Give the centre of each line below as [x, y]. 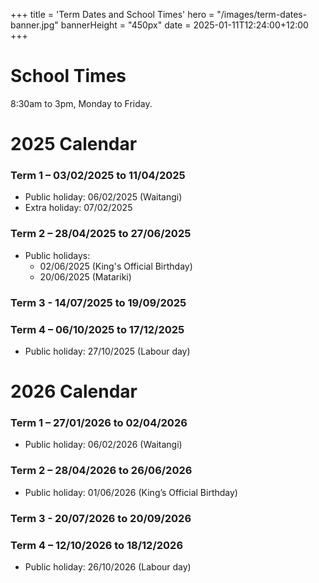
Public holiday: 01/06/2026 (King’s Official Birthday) [131, 492]
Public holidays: [57, 255]
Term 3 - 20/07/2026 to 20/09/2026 [101, 518]
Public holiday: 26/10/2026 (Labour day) [108, 566]
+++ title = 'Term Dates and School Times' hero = [112, 14]
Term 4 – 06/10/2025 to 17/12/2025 [97, 329]
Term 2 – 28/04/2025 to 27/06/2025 [101, 234]
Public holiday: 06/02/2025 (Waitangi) [103, 197]
